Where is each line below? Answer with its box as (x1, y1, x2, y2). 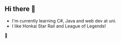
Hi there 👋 (4, 5, 36, 13)
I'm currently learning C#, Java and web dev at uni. (11, 18, 117, 23)
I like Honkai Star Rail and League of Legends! (11, 23, 106, 29)
